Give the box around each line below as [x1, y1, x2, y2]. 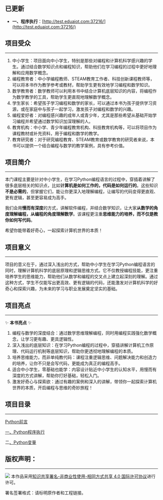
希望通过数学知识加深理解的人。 [29, 118, 93, 124]
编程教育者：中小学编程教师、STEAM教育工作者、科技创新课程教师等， [12, 76, 155, 82]
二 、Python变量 [5, 439, 36, 445]
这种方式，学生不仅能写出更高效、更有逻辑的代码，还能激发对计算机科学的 [5, 280, 154, 286]
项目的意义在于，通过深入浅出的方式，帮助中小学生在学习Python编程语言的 [5, 261, 155, 267]
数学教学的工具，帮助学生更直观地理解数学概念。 [16, 94, 114, 100]
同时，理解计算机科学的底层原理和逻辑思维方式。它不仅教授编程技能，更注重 [5, 268, 158, 274]
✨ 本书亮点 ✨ [5, 320, 32, 326]
